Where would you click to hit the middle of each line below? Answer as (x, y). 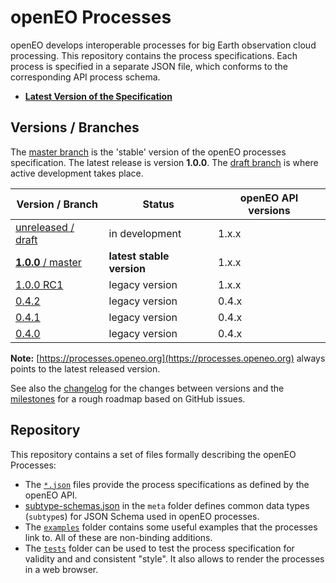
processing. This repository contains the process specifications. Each (154, 55)
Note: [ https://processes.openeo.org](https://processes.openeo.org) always (168, 358)
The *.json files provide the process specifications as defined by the (167, 484)
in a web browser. (61, 569)
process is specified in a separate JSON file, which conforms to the (149, 66)
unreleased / (45, 227)
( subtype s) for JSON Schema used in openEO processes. (142, 516)
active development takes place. (77, 173)
